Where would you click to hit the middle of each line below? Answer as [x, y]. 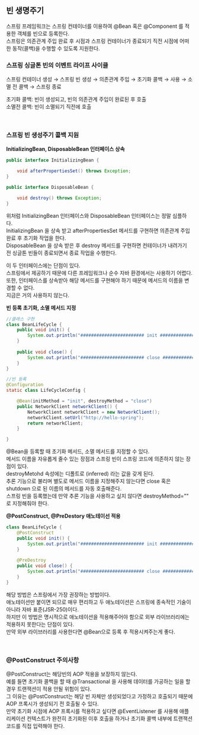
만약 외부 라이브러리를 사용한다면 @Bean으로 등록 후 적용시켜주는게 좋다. [91, 632]
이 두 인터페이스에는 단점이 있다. [44, 265]
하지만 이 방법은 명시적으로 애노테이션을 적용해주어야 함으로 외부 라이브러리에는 [98, 617]
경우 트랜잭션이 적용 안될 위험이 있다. [49, 689]
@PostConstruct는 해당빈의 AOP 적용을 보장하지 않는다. [72, 674]
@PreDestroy [31, 560]
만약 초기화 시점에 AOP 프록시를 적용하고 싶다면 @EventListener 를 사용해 [92, 711]
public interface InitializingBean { [53, 160]
